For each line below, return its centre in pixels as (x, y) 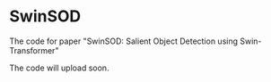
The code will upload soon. (59, 68)
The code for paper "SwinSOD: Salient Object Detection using (124, 41)
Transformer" (34, 50)
